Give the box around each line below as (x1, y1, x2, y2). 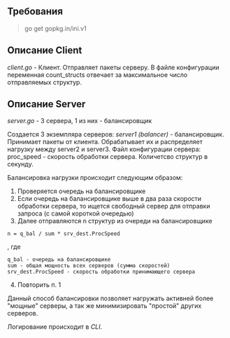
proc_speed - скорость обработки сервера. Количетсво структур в (7, 153, 208, 161)
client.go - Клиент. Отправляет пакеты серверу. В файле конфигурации (7, 63, 220, 71)
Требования (7, 6, 63, 17)
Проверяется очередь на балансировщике (17, 187, 146, 195)
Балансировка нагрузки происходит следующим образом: (7, 174, 183, 182)
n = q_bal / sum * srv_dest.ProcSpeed (7, 230, 120, 237)
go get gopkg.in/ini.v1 (24, 24, 87, 32)
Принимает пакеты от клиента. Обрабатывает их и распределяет (7, 138, 203, 146)
